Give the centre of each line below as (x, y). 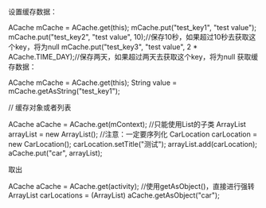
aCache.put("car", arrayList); (55, 153)
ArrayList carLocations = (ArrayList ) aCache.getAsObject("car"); (114, 195)
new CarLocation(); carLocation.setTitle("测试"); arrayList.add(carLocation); (133, 144)
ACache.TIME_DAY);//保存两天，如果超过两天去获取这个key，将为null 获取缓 (133, 57)
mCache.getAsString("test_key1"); (65, 91)
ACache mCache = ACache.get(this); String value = (93, 83)
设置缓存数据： (33, 12)
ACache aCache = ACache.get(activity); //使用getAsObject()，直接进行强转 (131, 186)
